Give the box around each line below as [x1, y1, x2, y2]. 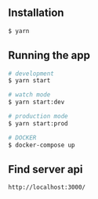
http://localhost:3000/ [8, 183, 86, 191]
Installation [8, 6, 64, 20]
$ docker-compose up [8, 141, 76, 149]
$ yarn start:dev [8, 98, 65, 107]
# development [8, 70, 55, 78]
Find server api [8, 162, 83, 175]
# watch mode [8, 91, 51, 99]
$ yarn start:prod [8, 119, 68, 128]
